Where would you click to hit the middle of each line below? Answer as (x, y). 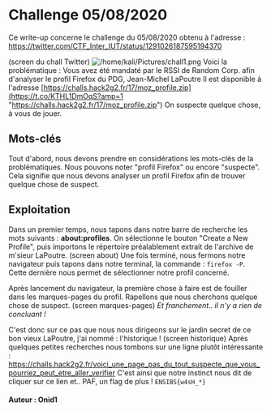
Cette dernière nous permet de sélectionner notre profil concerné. (119, 272)
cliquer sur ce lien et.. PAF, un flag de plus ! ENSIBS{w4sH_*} (108, 381)
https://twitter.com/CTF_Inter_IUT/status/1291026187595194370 (115, 45)
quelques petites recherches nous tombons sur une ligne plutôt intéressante (136, 347)
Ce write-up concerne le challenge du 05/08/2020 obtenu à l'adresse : (127, 37)
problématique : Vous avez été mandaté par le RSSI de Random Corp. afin (132, 70)
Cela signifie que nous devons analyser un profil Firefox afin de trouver (127, 175)
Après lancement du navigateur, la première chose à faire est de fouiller (128, 288)
